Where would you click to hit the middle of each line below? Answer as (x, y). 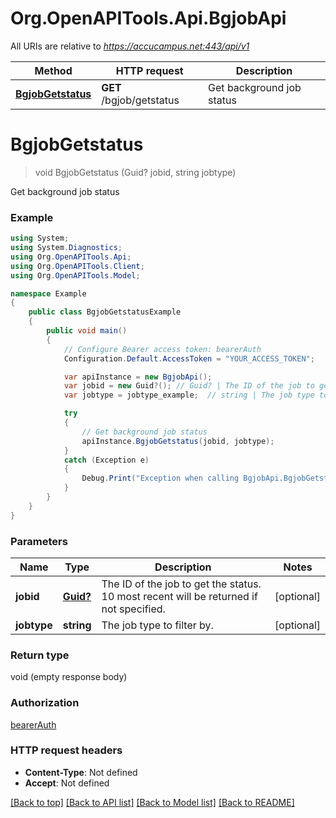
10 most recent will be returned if (179, 596)
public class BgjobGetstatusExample (105, 312)
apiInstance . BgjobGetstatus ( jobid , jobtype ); (178, 441)
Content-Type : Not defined (81, 772)
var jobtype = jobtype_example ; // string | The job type (189, 395)
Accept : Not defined (67, 783)
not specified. (133, 609)
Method (53, 70)
